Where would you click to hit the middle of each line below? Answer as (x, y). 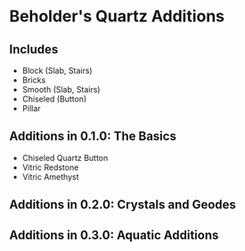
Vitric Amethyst (50, 176)
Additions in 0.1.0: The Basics (93, 137)
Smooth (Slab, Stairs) (61, 89)
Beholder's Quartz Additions (117, 16)
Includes (34, 49)
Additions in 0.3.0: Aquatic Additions (114, 235)
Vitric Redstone (50, 167)
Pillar (32, 108)
